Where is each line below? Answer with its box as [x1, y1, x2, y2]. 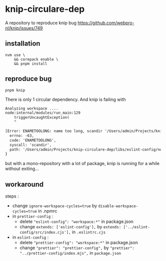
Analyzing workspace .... [5, 106, 58, 111]
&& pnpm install [14, 61, 48, 66]
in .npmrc [38, 208, 58, 214]
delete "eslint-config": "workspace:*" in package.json [19, 218, 134, 224]
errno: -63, [9, 133, 35, 138]
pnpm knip [5, 87, 26, 92]
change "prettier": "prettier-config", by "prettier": [19, 245, 135, 251]
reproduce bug [5, 75, 52, 83]
